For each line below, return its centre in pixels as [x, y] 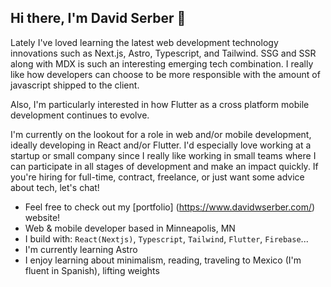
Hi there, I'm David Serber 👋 [98, 18]
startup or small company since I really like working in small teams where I [163, 155]
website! [42, 217]
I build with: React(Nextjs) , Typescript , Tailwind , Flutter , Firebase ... [166, 238]
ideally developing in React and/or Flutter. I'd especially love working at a [161, 145]
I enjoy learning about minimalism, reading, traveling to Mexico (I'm [163, 260]
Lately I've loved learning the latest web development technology [144, 42]
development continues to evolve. [80, 115]
